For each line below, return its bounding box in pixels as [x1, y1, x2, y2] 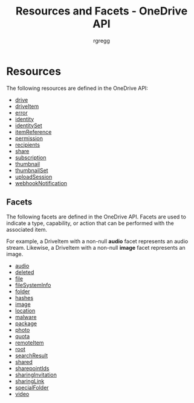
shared [15, 358, 33, 366]
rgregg [93, 37, 110, 44]
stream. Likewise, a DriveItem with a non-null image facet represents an [6, 244, 186, 251]
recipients [15, 141, 40, 148]
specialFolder [15, 384, 50, 391]
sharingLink [15, 377, 45, 384]
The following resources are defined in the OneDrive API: [6, 84, 148, 92]
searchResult [15, 352, 48, 359]
